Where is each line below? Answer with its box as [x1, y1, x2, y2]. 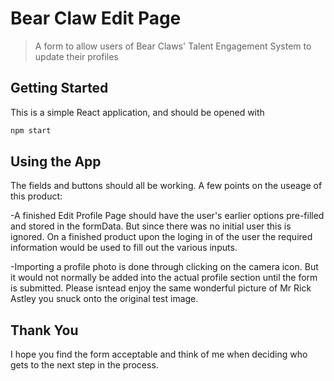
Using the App [10, 153, 102, 171]
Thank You [10, 322, 79, 339]
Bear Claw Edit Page [10, 7, 182, 30]
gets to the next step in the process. [10, 359, 159, 371]
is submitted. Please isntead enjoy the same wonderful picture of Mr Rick [10, 282, 312, 294]
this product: [10, 190, 63, 202]
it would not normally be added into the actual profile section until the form [10, 272, 318, 284]
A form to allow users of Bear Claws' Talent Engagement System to [34, 40, 312, 52]
